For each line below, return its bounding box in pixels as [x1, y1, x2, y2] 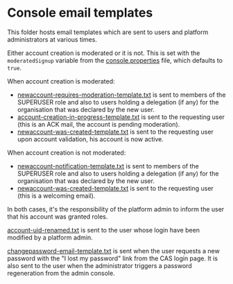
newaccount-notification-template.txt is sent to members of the [17, 161, 199, 170]
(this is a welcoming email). [17, 191, 96, 200]
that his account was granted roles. [7, 212, 108, 221]
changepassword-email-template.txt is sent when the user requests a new [7, 246, 220, 255]
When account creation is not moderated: [7, 148, 126, 157]
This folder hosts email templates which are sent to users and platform [7, 28, 209, 36]
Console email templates [7, 5, 153, 21]
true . [7, 63, 22, 72]
